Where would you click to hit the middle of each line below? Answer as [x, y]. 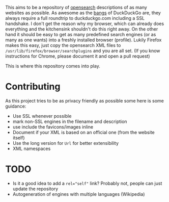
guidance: [16, 106]
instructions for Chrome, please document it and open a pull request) [78, 56]
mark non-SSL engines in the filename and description [70, 121]
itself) [19, 138]
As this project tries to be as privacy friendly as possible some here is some [84, 100]
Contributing [33, 87]
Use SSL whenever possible [42, 116]
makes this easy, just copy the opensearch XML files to [63, 45]
